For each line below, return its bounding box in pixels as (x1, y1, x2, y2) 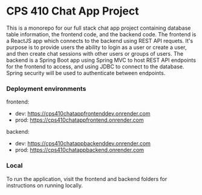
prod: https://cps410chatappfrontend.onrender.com (15, 116, 144, 124)
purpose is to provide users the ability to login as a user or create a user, (6, 44, 187, 51)
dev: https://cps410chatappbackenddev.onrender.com (15, 140, 151, 147)
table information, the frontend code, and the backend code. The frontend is (6, 30, 197, 38)
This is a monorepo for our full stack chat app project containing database (6, 24, 191, 31)
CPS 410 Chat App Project (6, 4, 139, 18)
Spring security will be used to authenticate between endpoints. (6, 69, 166, 76)
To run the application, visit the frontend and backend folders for (6, 175, 168, 182)
